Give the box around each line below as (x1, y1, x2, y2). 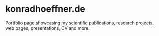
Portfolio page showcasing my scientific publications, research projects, (5, 20, 154, 26)
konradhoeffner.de (5, 3, 85, 15)
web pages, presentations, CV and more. (5, 25, 90, 31)
